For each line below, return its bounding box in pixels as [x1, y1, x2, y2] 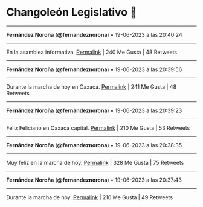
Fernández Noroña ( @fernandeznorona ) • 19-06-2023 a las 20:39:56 [6, 66, 182, 73]
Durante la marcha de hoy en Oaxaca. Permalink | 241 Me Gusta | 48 [6, 83, 177, 90]
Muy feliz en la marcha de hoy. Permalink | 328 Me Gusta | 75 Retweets [6, 159, 184, 166]
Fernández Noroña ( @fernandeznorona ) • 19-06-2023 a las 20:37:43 [6, 176, 182, 183]
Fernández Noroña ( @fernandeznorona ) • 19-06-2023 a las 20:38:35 [6, 141, 182, 148]
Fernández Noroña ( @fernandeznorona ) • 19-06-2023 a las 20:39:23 [6, 107, 182, 114]
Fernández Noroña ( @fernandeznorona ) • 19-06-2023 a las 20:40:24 [6, 31, 182, 38]
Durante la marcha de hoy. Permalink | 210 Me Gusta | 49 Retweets [6, 193, 173, 201]
